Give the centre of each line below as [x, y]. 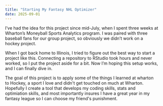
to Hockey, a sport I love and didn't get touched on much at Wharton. [74, 83]
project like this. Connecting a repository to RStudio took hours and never [79, 58]
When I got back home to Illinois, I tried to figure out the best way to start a [80, 53]
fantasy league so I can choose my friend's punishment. [61, 98]
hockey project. [21, 43]
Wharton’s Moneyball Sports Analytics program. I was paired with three [76, 33]
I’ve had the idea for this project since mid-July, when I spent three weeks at [81, 28]
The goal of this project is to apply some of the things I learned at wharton [79, 78]
